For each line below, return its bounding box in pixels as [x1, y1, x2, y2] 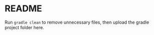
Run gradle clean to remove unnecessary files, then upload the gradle [4, 19, 150, 25]
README [4, 3, 42, 14]
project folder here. [4, 24, 44, 30]
